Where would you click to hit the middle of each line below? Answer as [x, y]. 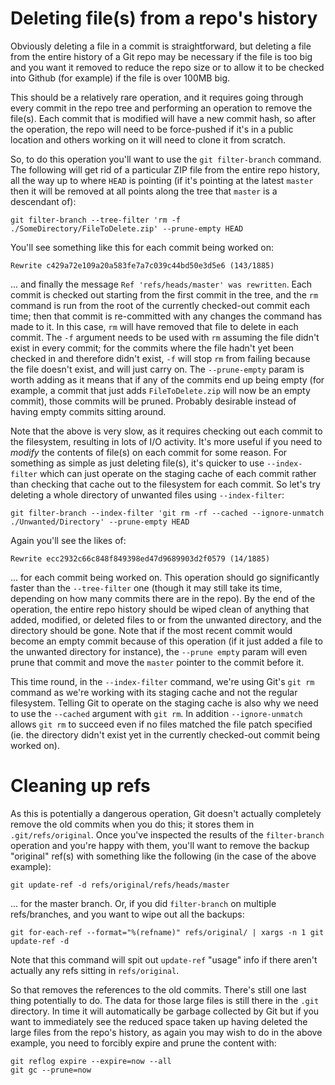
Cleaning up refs [80, 786]
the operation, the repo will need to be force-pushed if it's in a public [152, 129]
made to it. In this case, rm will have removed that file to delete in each [154, 326]
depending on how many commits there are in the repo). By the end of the [163, 598]
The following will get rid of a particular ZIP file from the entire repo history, [165, 169]
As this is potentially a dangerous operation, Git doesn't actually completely [166, 813]
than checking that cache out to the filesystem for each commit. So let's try [165, 484]
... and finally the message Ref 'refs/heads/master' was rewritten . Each [161, 284]
